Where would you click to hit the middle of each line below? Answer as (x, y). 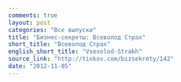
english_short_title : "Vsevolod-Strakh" (76, 52)
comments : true (33, 15)
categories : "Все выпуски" (52, 30)
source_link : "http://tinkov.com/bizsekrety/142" (91, 59)
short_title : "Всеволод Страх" (59, 45)
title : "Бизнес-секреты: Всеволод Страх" (77, 37)
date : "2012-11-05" (40, 66)
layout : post (30, 23)
